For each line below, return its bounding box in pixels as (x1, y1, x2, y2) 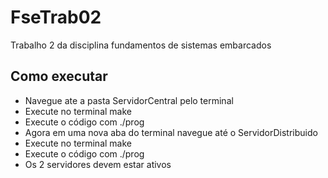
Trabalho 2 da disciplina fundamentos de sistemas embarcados (10, 39, 272, 51)
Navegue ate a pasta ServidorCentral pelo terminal (24, 94, 234, 106)
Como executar (10, 68, 108, 85)
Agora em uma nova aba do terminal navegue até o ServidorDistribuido (24, 126, 318, 138)
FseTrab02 (10, 6, 102, 29)
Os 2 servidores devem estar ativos (24, 158, 172, 170)
